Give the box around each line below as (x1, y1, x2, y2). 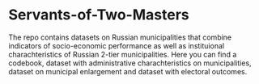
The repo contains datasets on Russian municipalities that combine (8, 32, 232, 42)
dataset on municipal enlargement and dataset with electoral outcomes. (8, 66, 248, 76)
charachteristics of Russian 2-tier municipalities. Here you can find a (8, 49, 237, 59)
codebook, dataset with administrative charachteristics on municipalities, (8, 58, 253, 68)
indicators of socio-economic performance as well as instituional (8, 40, 225, 50)
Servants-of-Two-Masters (8, 6, 189, 24)
